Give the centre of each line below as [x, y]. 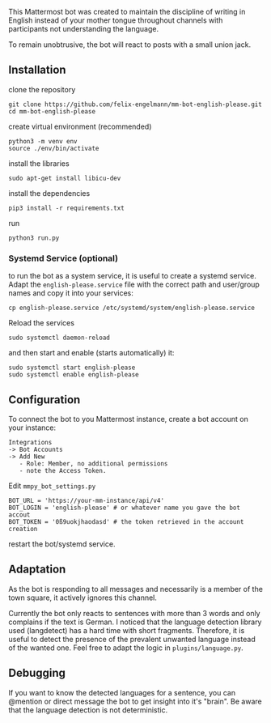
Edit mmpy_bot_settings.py [52, 486]
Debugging [37, 673]
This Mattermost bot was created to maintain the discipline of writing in [127, 12]
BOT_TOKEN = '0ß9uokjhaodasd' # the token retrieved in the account [126, 521]
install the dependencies [49, 193]
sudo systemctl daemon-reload [59, 338]
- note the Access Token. [63, 470]
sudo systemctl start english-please [72, 368]
